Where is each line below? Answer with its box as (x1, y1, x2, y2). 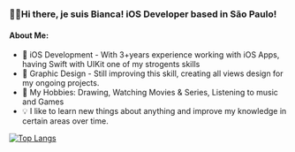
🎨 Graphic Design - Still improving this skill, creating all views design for (21, 68, 284, 79)
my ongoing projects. (21, 78, 100, 88)
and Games (21, 96, 64, 107)
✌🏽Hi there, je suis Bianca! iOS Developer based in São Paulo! (9, 8, 277, 20)
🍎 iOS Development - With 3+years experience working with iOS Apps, (21, 49, 280, 60)
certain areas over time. (21, 116, 109, 126)
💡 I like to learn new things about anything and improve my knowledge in (21, 106, 287, 117)
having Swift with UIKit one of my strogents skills (21, 59, 200, 70)
